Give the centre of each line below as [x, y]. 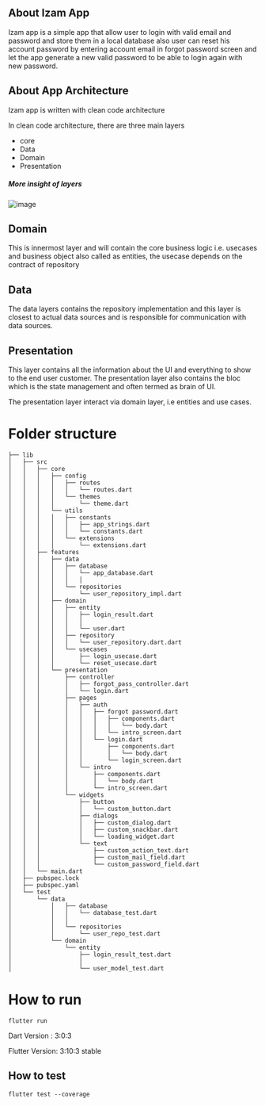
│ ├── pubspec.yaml [44, 885]
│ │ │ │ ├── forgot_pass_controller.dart [99, 684]
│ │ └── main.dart [45, 871]
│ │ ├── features [44, 552]
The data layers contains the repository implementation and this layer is [125, 309]
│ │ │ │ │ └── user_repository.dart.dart [95, 642]
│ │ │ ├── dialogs [63, 816]
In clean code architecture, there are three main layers [97, 125]
